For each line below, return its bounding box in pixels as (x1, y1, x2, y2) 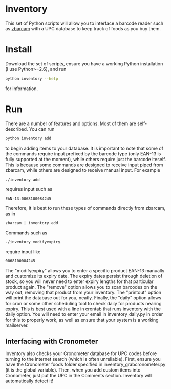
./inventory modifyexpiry (5, 239, 60, 244)
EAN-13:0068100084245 (5, 196, 52, 201)
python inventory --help (5, 76, 58, 81)
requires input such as (5, 186, 53, 192)
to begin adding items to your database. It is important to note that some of (5, 145, 164, 151)
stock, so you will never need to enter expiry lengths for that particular (5, 278, 154, 285)
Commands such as (5, 229, 48, 236)
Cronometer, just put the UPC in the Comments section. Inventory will (5, 373, 152, 379)
